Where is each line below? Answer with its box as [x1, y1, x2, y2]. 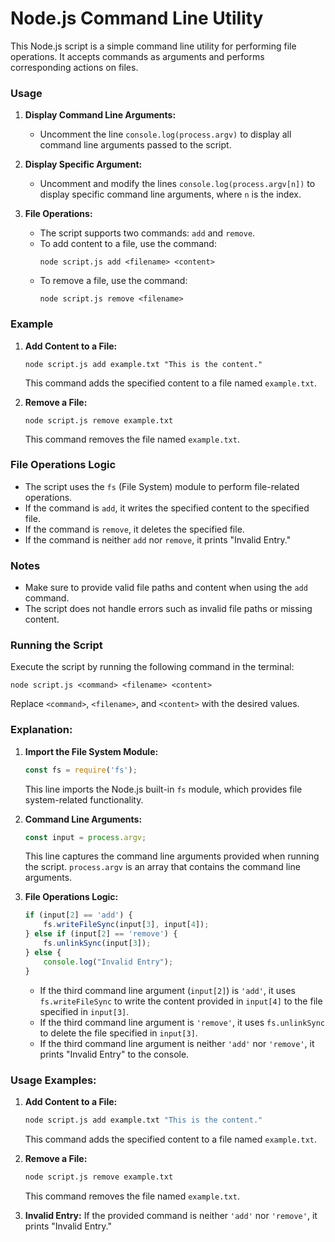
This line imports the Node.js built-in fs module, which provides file [24, 783, 303, 795]
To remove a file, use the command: [39, 275, 188, 287]
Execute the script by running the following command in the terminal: [10, 661, 295, 673]
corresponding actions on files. [10, 61, 139, 73]
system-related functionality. [24, 793, 144, 806]
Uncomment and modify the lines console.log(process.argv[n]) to [39, 178, 316, 190]
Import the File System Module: [24, 745, 159, 757]
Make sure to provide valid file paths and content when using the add [24, 582, 308, 594]
